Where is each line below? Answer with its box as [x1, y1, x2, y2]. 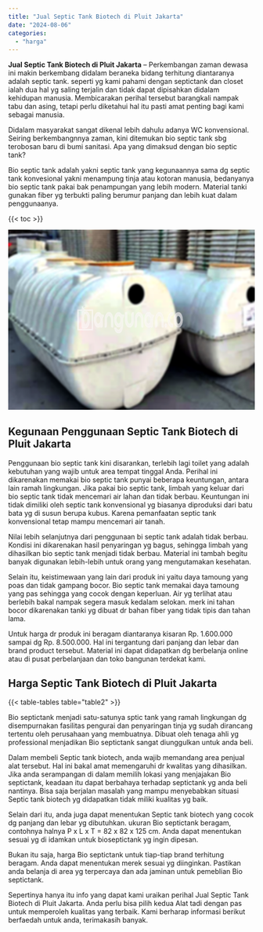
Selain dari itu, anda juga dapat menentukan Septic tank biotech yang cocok [8, 810, 254, 820]
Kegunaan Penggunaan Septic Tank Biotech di [8, 425, 239, 439]
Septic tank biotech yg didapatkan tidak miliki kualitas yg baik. [8, 795, 209, 804]
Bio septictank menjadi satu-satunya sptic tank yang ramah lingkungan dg [8, 713, 247, 722]
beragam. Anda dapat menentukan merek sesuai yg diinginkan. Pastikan [8, 858, 241, 868]
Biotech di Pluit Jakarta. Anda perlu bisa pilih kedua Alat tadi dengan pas [8, 899, 243, 908]
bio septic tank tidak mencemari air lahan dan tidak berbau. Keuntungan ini [8, 492, 250, 501]
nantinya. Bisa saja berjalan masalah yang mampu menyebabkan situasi [8, 786, 240, 796]
